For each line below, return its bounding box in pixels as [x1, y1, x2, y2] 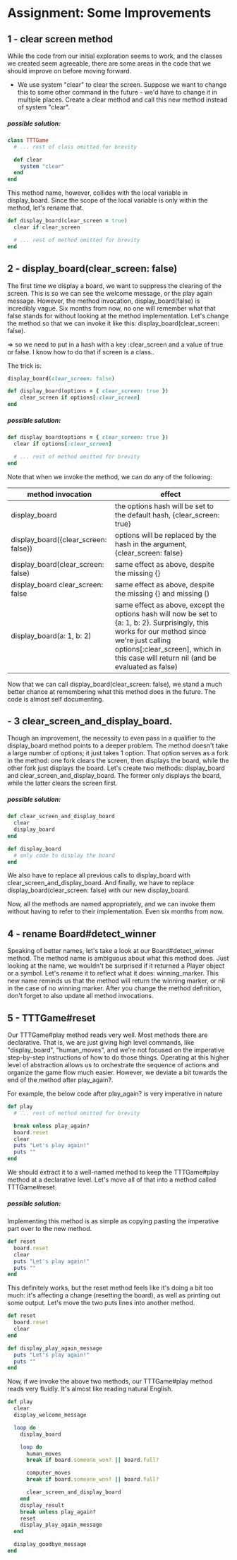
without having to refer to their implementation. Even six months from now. [7, 907, 224, 916]
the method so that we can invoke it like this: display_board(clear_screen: [7, 319, 220, 328]
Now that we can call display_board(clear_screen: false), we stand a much [7, 680, 223, 688]
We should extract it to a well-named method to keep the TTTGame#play [7, 1168, 219, 1177]
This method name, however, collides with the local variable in [7, 188, 188, 197]
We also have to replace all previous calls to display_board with [7, 871, 190, 880]
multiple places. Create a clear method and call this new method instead [17, 95, 228, 104]
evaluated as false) [115, 661, 178, 671]
